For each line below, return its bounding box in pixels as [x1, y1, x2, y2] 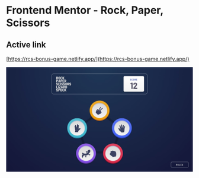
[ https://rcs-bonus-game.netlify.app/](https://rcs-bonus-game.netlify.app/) [6, 56, 190, 62]
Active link [6, 40, 46, 50]
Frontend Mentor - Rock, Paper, [6, 4, 164, 17]
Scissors [6, 16, 50, 30]
